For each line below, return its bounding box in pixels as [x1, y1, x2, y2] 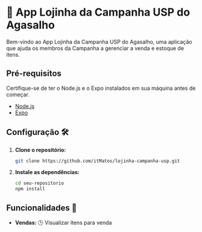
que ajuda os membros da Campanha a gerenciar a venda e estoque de [6, 45, 185, 52]
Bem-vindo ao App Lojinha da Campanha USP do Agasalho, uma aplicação [6, 38, 192, 45]
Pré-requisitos [6, 69, 62, 79]
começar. [6, 90, 30, 98]
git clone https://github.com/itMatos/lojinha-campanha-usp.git [14, 158, 180, 164]
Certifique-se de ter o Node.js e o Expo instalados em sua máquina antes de [6, 84, 196, 92]
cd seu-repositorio [14, 180, 65, 186]
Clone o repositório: [14, 146, 66, 153]
